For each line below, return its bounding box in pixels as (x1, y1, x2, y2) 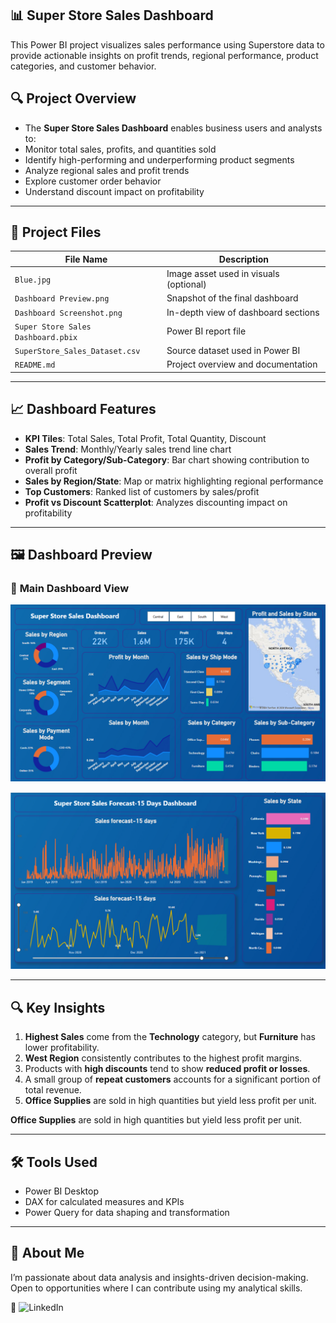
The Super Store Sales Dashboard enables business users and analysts (24, 122, 323, 134)
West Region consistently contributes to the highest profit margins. (24, 1052, 303, 1064)
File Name (64, 253, 108, 265)
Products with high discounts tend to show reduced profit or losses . (24, 1063, 311, 1075)
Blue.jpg (14, 275, 52, 285)
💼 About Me (10, 1245, 85, 1262)
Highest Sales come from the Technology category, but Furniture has (24, 1031, 316, 1043)
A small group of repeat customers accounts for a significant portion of (24, 1073, 322, 1086)
